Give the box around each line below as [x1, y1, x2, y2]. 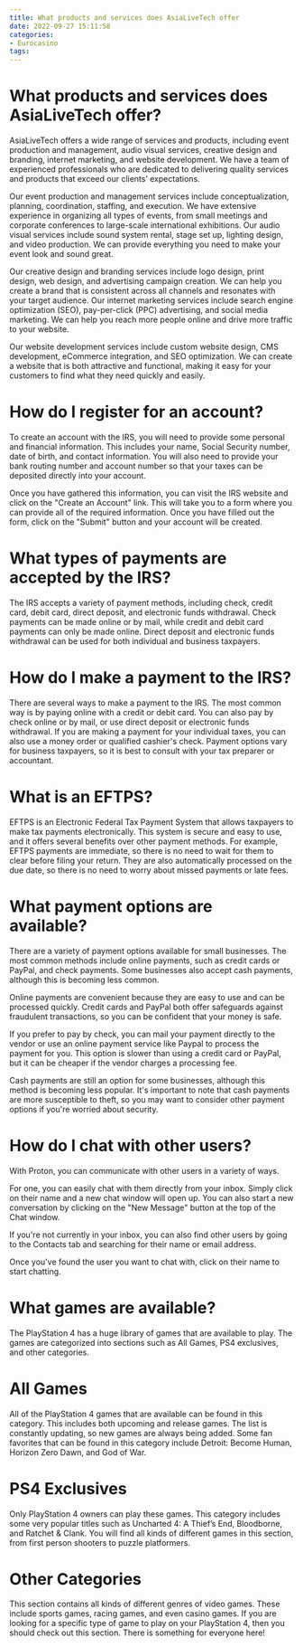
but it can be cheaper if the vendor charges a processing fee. [9, 1057, 237, 1068]
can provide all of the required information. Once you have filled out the [9, 507, 275, 517]
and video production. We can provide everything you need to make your [9, 239, 281, 250]
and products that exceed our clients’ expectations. [9, 174, 200, 185]
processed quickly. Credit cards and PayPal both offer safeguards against [9, 1001, 284, 1012]
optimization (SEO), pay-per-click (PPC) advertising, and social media [9, 305, 269, 316]
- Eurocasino [9, 38, 59, 48]
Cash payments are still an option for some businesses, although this [9, 1074, 266, 1085]
